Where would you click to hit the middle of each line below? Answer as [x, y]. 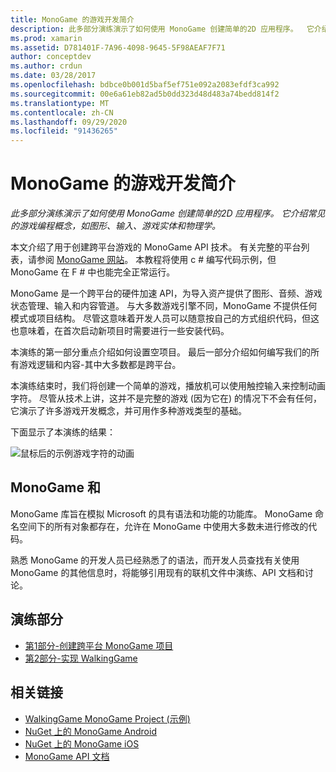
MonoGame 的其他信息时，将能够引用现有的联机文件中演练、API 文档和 [157, 572]
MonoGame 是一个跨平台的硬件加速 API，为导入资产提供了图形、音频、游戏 [166, 293]
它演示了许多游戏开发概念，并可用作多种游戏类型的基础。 [128, 411]
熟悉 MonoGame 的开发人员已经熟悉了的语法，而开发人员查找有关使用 [155, 560]
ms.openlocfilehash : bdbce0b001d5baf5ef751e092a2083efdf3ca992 [145, 85]
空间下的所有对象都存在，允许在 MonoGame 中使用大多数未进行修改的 [163, 526]
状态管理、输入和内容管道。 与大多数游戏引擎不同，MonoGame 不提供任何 [164, 306]
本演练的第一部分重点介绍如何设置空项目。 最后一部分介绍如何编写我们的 [160, 352]
